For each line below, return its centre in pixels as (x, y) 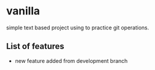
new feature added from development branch (71, 60)
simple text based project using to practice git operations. (77, 28)
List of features (35, 46)
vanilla (23, 11)
